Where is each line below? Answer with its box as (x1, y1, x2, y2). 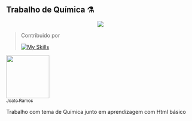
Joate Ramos (6, 98, 33, 104)
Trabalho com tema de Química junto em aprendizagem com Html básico (6, 108, 187, 115)
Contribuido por (20, 32, 60, 39)
